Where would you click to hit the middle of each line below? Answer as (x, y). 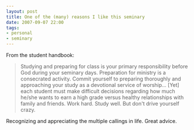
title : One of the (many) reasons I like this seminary (75, 17)
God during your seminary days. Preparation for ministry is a (93, 73)
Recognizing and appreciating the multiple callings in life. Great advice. (91, 121)
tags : (13, 28)
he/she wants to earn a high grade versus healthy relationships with (102, 97)
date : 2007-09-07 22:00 (35, 22)
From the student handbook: (40, 55)
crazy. (28, 110)
